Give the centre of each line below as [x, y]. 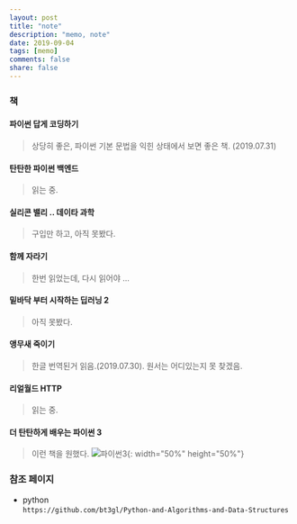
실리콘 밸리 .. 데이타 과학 [52, 212]
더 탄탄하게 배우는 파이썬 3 [55, 432]
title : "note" [36, 26]
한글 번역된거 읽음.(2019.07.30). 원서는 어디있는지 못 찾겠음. [137, 366]
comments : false [40, 59]
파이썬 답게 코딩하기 [44, 124]
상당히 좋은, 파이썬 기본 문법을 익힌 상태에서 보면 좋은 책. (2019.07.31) [154, 146]
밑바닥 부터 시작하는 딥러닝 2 [59, 300]
